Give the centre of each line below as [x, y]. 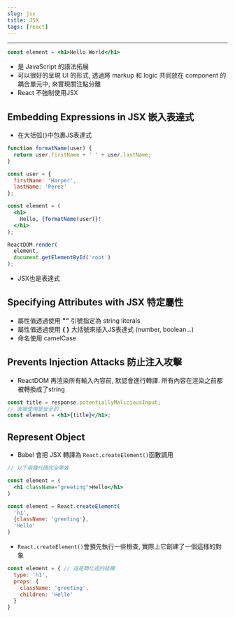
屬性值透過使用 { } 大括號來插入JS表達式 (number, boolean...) [106, 329]
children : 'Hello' [47, 595]
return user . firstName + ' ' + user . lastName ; [83, 154]
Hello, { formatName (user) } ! [60, 219]
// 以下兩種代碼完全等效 [38, 468]
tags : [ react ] [28, 27]
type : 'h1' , [31, 575]
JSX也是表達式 [39, 278]
